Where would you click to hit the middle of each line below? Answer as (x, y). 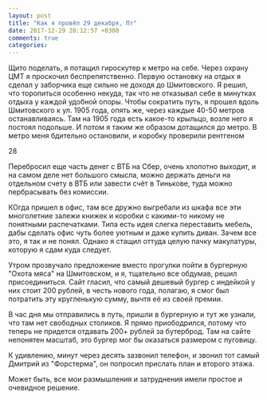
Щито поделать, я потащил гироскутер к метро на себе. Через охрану (128, 68)
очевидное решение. (44, 388)
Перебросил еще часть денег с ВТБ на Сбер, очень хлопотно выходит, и (132, 167)
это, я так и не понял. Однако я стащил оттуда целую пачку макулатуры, (133, 241)
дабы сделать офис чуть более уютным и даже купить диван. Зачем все (132, 233)
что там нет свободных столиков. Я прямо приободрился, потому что (128, 323)
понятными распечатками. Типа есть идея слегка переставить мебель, (131, 225)
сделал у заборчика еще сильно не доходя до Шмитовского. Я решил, (128, 85)
